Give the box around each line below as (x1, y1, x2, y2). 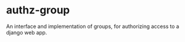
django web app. (6, 29, 47, 36)
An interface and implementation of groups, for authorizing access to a (6, 23, 180, 30)
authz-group (6, 3, 70, 17)
